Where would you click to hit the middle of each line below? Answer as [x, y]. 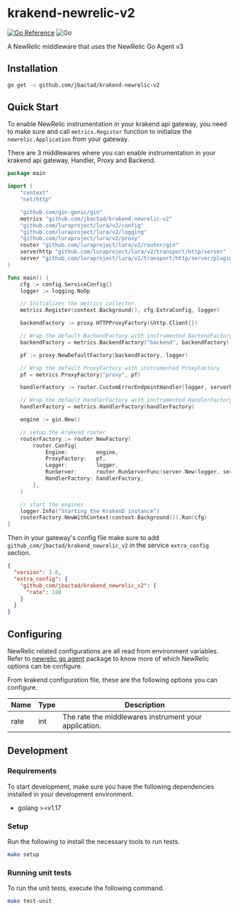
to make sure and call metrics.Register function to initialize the [100, 132]
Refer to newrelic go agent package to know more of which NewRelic [108, 658]
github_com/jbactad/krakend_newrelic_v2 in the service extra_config [108, 545]
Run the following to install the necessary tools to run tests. [94, 841]
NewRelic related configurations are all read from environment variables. [113, 651]
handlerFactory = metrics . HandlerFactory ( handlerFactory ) [107, 407]
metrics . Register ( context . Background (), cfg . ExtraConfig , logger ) [120, 310]
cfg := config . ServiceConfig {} [66, 284]
